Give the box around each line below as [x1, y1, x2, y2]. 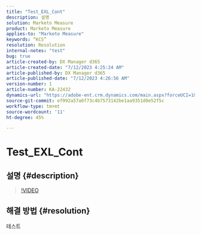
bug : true [6, 53, 31, 59]
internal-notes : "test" [6, 48, 66, 54]
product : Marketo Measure [6, 25, 71, 32]
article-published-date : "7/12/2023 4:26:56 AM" [6, 75, 130, 81]
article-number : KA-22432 [6, 87, 71, 93]
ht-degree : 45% [6, 114, 44, 120]
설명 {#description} [6, 170, 79, 181]
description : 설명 [6, 14, 50, 20]
